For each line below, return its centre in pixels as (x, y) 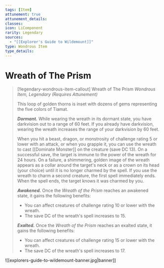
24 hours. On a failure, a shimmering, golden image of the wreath (83, 160)
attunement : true (23, 14)
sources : (14, 38)
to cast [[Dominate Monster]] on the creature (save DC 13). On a (82, 149)
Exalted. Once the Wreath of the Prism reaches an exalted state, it (84, 225)
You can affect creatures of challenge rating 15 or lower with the (90, 240)
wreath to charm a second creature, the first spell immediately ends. (86, 176)
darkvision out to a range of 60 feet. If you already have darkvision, (85, 124)
